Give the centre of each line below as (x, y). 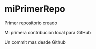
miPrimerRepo (35, 9)
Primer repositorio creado (31, 23)
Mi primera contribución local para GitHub (48, 32)
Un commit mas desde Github (35, 42)
